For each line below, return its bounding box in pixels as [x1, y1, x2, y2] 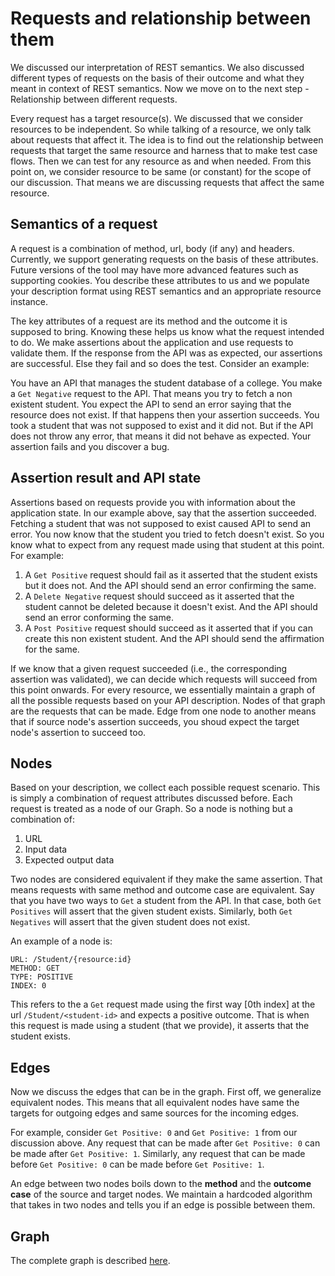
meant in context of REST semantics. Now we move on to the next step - [10, 82, 310, 94]
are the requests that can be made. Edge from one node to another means [10, 705, 317, 717]
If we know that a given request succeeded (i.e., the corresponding [10, 662, 288, 674]
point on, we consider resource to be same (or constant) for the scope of [10, 165, 312, 177]
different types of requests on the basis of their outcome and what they [10, 72, 305, 84]
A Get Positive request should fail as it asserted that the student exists [24, 568, 318, 581]
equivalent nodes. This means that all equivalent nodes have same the [10, 1097, 300, 1109]
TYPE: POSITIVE [10, 972, 74, 982]
